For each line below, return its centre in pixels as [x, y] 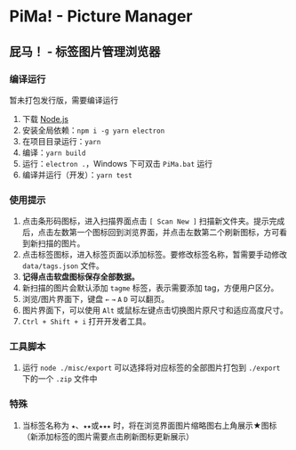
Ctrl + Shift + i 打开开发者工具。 [86, 322]
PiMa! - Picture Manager [101, 16]
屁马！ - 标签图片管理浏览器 [85, 51]
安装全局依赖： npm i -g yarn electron [93, 130]
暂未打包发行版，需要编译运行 [64, 100]
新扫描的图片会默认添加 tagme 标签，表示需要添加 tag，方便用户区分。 [150, 288]
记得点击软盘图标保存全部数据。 [80, 277]
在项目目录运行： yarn [61, 141]
